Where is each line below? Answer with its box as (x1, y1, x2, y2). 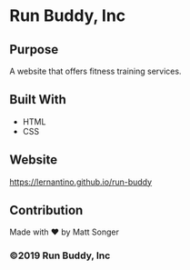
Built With (9, 92, 66, 107)
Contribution (9, 203, 84, 218)
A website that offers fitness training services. (9, 65, 182, 76)
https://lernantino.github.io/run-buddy (9, 176, 153, 187)
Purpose (9, 42, 59, 57)
